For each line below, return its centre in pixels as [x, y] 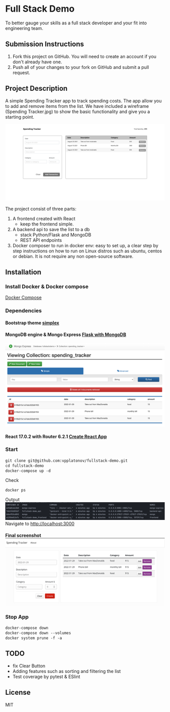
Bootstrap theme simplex [32, 323]
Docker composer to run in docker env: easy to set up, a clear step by [85, 245]
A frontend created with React [44, 218]
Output [12, 499]
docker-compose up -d [28, 471]
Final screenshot [23, 535]
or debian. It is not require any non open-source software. [73, 256]
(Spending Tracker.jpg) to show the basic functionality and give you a [78, 111]
